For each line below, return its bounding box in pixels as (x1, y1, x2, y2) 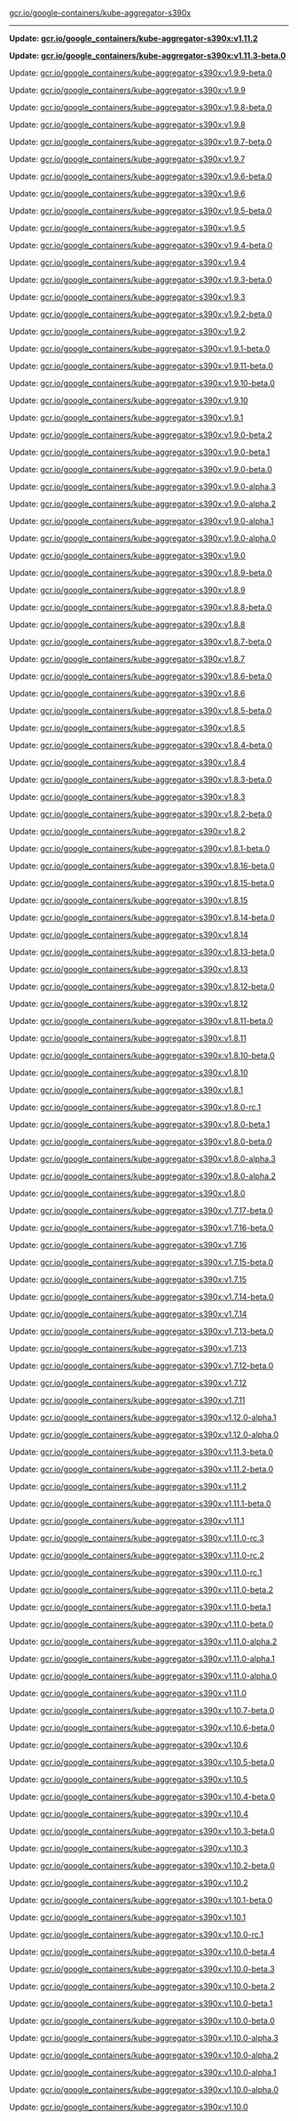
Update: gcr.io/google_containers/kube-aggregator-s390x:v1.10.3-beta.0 (9, 1826, 275, 1836)
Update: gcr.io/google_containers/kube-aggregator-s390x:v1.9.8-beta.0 (9, 102, 272, 112)
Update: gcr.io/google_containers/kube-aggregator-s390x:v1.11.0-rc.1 (9, 1568, 263, 1577)
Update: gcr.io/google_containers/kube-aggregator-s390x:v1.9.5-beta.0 (9, 206, 272, 216)
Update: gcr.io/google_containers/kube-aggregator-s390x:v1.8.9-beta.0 (9, 568, 272, 577)
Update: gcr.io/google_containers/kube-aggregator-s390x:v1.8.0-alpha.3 (9, 1154, 277, 1164)
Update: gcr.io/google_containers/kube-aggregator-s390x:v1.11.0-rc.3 (9, 1533, 264, 1543)
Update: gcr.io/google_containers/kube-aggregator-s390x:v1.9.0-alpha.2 (9, 498, 277, 509)
